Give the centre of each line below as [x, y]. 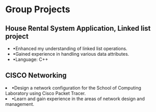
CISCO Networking [36, 75]
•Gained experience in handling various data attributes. [71, 54]
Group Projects [38, 9]
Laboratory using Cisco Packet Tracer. [46, 93]
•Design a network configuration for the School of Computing [77, 87]
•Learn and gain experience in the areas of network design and [79, 99]
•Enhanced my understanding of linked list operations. [70, 49]
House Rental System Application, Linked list [78, 28]
